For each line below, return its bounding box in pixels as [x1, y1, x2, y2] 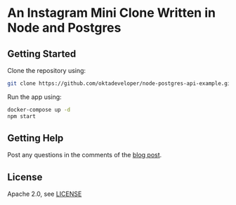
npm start [7, 112, 37, 120]
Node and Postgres [7, 20, 122, 36]
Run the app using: [7, 93, 62, 101]
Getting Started [7, 48, 77, 60]
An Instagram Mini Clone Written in [7, 5, 216, 21]
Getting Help [7, 132, 64, 145]
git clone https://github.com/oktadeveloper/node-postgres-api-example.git [7, 80, 234, 87]
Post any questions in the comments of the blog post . [7, 151, 162, 159]
